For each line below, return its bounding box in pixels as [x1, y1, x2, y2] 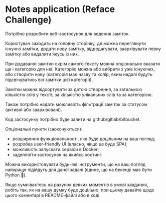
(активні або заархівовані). [5, 106, 62, 112]
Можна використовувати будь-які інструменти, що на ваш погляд [5, 161, 146, 167]
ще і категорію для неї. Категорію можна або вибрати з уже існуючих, [5, 66, 156, 72]
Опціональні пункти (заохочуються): [5, 126, 83, 132]
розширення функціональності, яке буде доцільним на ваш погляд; [12, 135, 156, 141]
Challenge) [5, 14, 52, 25]
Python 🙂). [5, 171, 27, 178]
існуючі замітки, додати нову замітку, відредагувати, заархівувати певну [5, 45, 161, 51]
